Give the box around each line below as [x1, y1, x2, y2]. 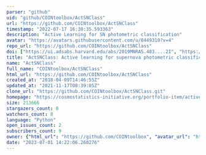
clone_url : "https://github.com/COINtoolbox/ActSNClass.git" [6, 88, 166, 95]
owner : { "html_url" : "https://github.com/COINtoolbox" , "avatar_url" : [6, 134, 191, 140]
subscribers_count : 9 [6, 128, 62, 134]
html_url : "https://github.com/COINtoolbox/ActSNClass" [6, 71, 152, 77]
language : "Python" [6, 117, 56, 123]
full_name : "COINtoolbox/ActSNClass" [6, 65, 103, 72]
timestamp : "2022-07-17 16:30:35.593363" [6, 26, 114, 32]
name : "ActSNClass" [6, 60, 56, 66]
